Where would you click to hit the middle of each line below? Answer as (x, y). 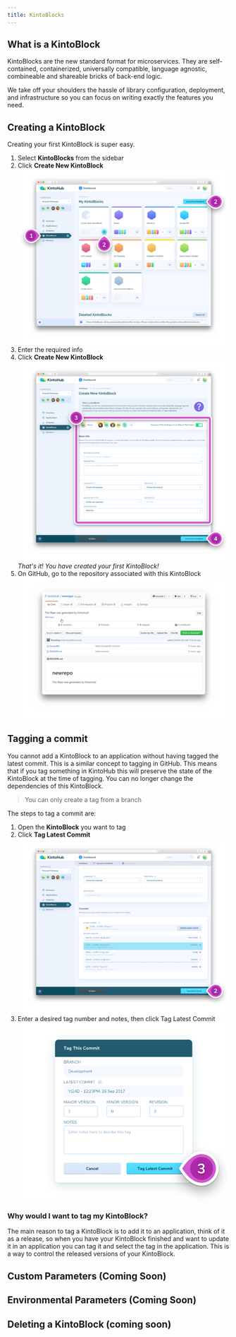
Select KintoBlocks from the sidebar (71, 158)
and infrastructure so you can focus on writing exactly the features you (110, 98)
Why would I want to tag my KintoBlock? (77, 1215)
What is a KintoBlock (54, 45)
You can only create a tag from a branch (83, 799)
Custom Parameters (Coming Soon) (87, 1276)
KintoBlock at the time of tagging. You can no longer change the (100, 778)
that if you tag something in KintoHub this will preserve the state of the (110, 771)
